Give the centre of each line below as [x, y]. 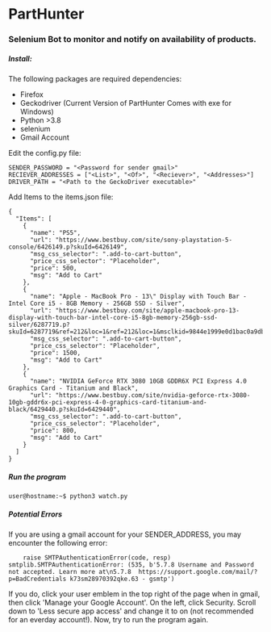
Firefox [32, 94]
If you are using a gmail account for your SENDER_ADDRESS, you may [125, 534]
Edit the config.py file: [45, 153]
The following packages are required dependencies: [95, 79]
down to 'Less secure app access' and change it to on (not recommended [131, 611]
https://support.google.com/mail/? [198, 572]
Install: [20, 58]
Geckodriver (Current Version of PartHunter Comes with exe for [126, 103]
